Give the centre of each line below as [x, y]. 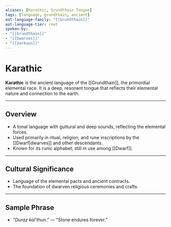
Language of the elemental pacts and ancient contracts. [71, 181]
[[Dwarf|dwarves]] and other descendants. [58, 143]
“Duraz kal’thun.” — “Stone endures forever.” [60, 220]
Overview [21, 115]
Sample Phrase [30, 207]
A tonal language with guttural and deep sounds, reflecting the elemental [89, 127]
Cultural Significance [39, 169]
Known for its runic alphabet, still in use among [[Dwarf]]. [73, 148]
